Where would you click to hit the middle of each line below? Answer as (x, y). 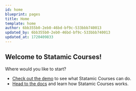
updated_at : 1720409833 (29, 37)
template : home (21, 23)
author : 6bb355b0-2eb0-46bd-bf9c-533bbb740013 (53, 28)
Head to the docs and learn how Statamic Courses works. (70, 84)
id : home (14, 10)
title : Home (17, 19)
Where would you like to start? (36, 69)
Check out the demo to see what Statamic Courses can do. (71, 78)
